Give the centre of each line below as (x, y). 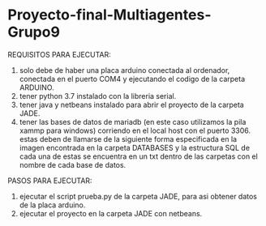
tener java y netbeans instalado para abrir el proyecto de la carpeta (131, 104)
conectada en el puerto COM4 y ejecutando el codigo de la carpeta (132, 79)
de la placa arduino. (52, 205)
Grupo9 (34, 32)
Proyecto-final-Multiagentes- (109, 15)
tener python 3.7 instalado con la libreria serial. (98, 96)
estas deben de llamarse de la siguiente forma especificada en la (128, 139)
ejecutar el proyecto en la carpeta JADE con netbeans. (111, 213)
